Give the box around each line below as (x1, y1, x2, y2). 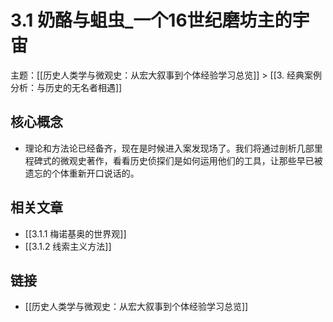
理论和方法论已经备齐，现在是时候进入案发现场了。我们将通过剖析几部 (24, 142, 315, 154)
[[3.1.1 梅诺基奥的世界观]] (24, 227, 127, 240)
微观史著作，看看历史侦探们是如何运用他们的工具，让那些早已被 (59, 154, 323, 166)
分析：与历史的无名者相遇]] (10, 81, 123, 93)
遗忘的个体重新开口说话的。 (24, 167, 140, 179)
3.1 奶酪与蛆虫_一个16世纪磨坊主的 (10, 9, 293, 32)
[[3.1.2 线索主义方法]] (24, 240, 112, 252)
